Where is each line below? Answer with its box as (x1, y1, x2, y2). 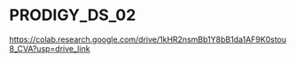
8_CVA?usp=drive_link (9, 43, 90, 53)
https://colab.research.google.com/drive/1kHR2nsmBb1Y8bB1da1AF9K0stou (9, 34, 287, 45)
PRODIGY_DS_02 (9, 5, 136, 25)
